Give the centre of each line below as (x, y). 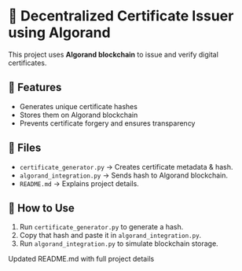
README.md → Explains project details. (79, 183)
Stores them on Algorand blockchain (79, 115)
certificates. (27, 63)
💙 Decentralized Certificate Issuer (121, 16)
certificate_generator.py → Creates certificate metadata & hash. (126, 167)
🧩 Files (25, 148)
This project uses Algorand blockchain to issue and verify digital (113, 54)
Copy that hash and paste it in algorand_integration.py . (110, 236)
